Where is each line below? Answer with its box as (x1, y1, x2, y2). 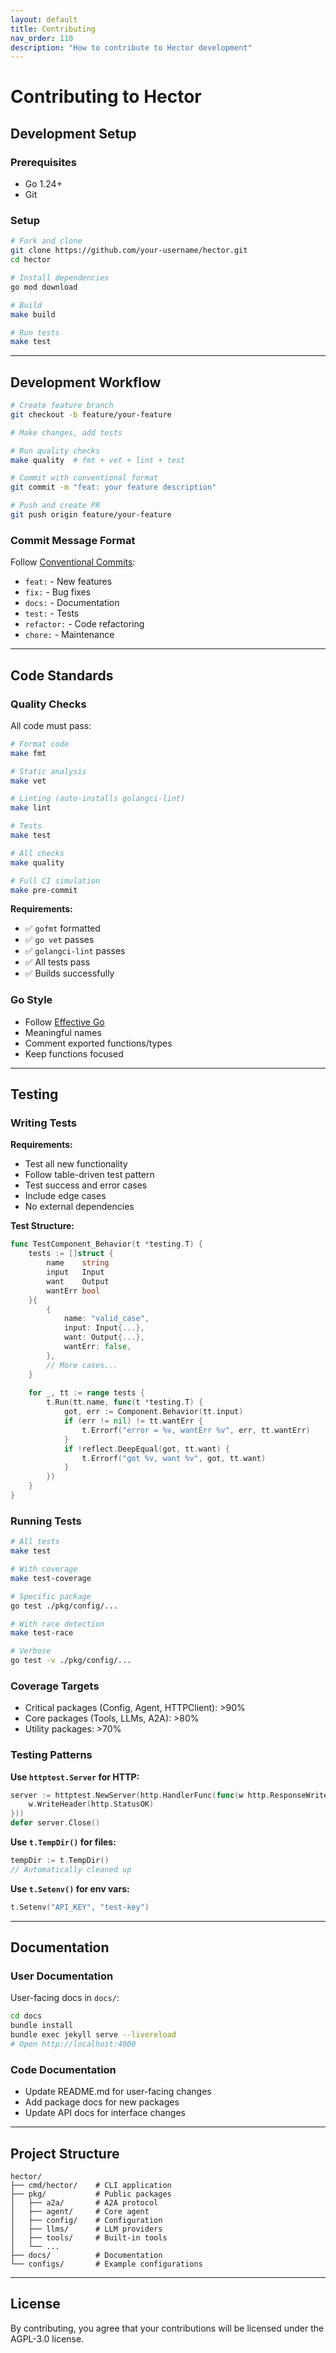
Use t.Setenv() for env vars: (10, 1882, 130, 1895)
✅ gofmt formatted (24, 922, 101, 935)
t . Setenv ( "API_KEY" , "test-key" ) (10, 1902, 150, 1912)
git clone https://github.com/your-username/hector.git (10, 246, 248, 256)
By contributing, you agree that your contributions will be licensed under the (10, 2322, 325, 2334)
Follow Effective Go (24, 1016, 105, 1028)
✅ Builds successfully (24, 967, 115, 980)
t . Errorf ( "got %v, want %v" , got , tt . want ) (81, 1453, 267, 1463)
